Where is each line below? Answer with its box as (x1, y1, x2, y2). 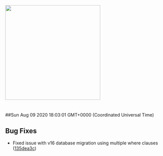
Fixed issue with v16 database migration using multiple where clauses (12, 140, 158, 146)
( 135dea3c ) (12, 145, 36, 151)
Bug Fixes (5, 126, 37, 135)
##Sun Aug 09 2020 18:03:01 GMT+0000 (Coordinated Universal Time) (5, 112, 154, 118)
